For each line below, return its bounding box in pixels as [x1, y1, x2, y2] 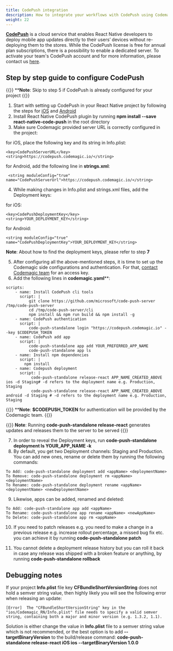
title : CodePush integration [6, 7, 68, 13]
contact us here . [6, 59, 41, 65]
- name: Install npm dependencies [15, 352, 89, 358]
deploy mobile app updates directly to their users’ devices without [6, 36, 146, 43]
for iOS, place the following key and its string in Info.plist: [6, 140, 126, 146]
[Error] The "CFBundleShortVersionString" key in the [6, 605, 126, 610]
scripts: [6, 285, 25, 290]
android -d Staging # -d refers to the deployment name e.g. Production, [6, 393, 167, 398]
